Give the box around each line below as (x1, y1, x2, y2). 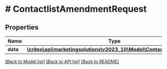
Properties (5, 23, 39, 32)
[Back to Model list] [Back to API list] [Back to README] (5, 59, 119, 65)
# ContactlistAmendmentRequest (5, 3, 147, 15)
